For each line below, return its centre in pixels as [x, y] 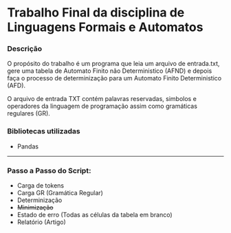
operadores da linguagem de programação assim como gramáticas [102, 106]
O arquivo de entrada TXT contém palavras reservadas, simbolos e [102, 99]
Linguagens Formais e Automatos [105, 27]
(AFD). [16, 86]
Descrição [25, 49]
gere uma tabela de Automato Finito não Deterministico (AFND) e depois [110, 71]
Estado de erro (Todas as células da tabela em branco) [95, 215]
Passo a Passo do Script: [49, 170]
